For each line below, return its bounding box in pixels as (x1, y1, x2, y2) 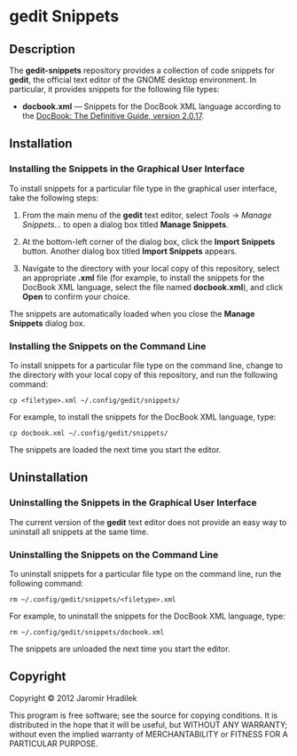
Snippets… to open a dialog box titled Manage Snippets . (21, 219, 229, 230)
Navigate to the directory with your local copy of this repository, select (21, 263, 280, 273)
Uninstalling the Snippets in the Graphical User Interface (9, 497, 257, 509)
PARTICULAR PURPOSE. (9, 738, 98, 749)
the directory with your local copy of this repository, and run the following (9, 369, 277, 380)
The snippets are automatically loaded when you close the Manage (9, 308, 255, 319)
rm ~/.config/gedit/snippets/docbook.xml (9, 627, 165, 636)
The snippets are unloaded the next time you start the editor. (9, 643, 231, 654)
